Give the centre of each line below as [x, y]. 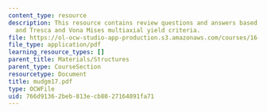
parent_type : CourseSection [55, 67]
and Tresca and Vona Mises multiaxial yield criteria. [108, 30]
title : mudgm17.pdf [41, 81]
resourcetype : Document [48, 74]
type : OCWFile [32, 89]
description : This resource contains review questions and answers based [133, 23]
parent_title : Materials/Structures [69, 60]
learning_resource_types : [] [56, 52]
